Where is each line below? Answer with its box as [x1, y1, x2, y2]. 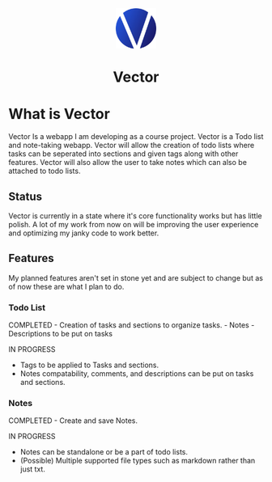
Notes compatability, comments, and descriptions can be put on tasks [19, 369, 254, 378]
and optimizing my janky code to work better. [8, 228, 159, 238]
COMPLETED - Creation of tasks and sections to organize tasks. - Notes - [8, 320, 255, 330]
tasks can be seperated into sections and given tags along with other [8, 149, 239, 159]
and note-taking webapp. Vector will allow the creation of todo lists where [8, 141, 255, 150]
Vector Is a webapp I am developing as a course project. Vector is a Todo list [8, 132, 264, 142]
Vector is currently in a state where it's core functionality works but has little [8, 210, 262, 221]
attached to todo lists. [8, 166, 81, 176]
